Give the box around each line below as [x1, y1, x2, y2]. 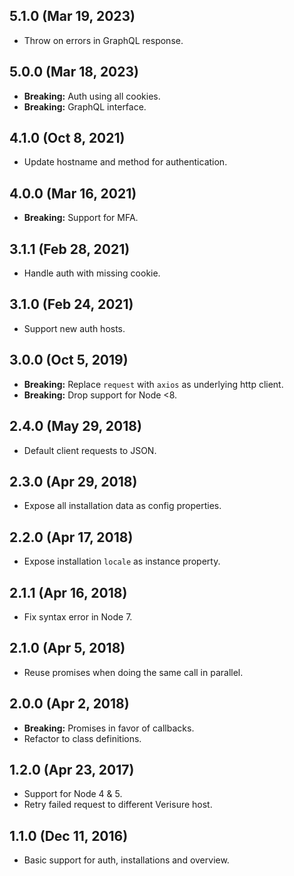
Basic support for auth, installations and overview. [23, 854, 230, 866]
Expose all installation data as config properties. [23, 500, 222, 512]
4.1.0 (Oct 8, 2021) [9, 130, 126, 147]
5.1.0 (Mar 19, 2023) [9, 8, 136, 25]
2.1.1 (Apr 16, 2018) [9, 584, 128, 601]
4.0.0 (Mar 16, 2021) [9, 185, 137, 202]
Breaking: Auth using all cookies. [23, 90, 161, 102]
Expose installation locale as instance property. [23, 555, 221, 568]
